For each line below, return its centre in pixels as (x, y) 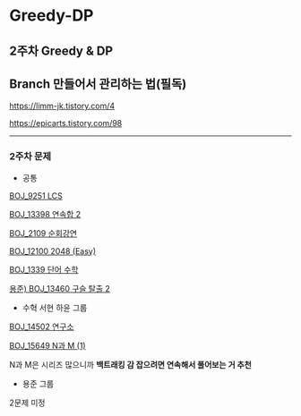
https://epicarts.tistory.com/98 (66, 123)
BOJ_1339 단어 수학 (44, 269)
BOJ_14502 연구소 (42, 327)
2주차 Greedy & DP (61, 51)
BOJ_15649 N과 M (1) (48, 345)
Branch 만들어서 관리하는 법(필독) (98, 84)
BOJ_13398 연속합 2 (45, 214)
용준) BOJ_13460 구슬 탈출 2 (60, 288)
